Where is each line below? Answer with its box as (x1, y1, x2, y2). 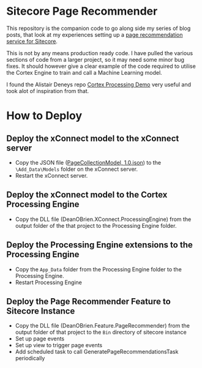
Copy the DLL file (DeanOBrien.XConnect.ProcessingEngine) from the (15, 216, 192, 223)
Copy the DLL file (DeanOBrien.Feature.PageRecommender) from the (15, 322, 190, 329)
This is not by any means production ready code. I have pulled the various (6, 49, 193, 56)
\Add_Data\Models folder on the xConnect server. (15, 165, 138, 173)
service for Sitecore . (6, 37, 58, 45)
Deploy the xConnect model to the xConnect (6, 133, 179, 143)
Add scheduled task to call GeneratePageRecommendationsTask (15, 348, 179, 356)
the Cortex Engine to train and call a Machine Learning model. (6, 69, 162, 76)
